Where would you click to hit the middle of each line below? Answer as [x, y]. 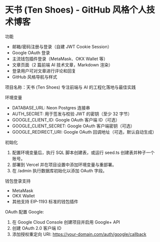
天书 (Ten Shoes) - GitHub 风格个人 [76, 10]
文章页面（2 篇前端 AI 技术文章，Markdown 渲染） [62, 65]
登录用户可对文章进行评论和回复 [44, 71]
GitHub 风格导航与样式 [34, 77]
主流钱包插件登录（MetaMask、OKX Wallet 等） [60, 59]
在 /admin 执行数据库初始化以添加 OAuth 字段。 [59, 170]
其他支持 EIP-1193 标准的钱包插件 [45, 201]
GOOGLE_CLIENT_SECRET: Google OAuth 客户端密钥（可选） [73, 126]
